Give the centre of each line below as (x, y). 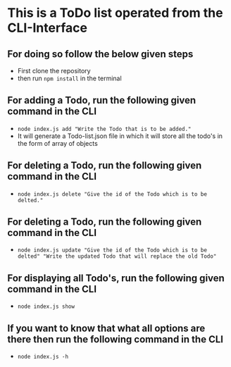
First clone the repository (54, 71)
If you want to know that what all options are (106, 328)
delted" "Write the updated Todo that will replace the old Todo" (117, 256)
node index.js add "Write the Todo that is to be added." (104, 129)
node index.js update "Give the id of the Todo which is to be (112, 250)
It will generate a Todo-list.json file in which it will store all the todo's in (120, 136)
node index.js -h (43, 357)
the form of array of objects (58, 143)
